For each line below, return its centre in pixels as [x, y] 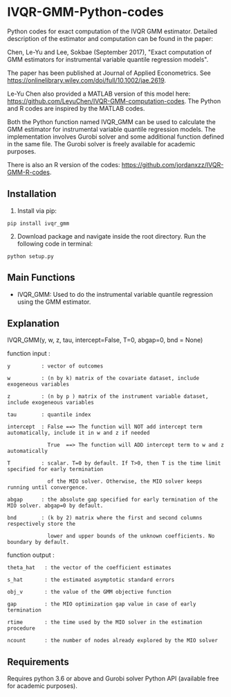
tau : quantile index [49, 415]
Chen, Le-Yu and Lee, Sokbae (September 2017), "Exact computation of [110, 52]
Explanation [34, 323]
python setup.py [30, 256]
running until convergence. [48, 488]
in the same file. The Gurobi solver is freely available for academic [101, 144]
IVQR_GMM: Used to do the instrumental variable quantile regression [115, 294]
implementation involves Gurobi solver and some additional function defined [116, 137]
